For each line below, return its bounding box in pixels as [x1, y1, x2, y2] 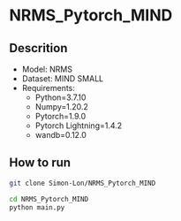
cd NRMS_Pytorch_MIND [9, 194, 89, 203]
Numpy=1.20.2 [34, 102, 88, 111]
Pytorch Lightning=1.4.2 [34, 120, 123, 131]
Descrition [9, 41, 68, 56]
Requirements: [21, 83, 75, 93]
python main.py [9, 202, 65, 212]
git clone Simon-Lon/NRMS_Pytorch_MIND [9, 179, 156, 187]
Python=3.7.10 [34, 92, 87, 103]
